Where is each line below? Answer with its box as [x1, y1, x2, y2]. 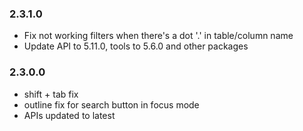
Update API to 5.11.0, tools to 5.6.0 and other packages [23, 40, 249, 52]
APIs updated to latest [23, 109, 116, 121]
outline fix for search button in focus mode [23, 98, 200, 111]
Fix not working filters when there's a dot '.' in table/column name [23, 30, 294, 42]
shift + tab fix [23, 88, 79, 100]
